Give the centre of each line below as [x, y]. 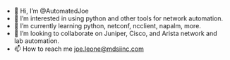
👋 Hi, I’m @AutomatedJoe [52, 11]
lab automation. [37, 41]
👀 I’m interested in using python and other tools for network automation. [119, 18]
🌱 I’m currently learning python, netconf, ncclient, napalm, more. [107, 26]
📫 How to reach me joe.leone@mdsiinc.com [79, 49]
